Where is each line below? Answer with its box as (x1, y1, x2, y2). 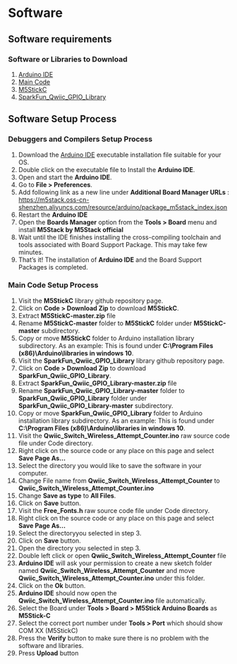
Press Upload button (18, 648, 79, 657)
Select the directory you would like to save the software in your (18, 461, 202, 470)
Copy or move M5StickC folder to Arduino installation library (18, 334, 195, 342)
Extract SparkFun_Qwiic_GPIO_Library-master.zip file (18, 379, 177, 387)
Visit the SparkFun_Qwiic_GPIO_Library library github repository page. (18, 356, 225, 365)
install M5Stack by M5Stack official (18, 225, 124, 234)
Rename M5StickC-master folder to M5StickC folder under (18, 319, 193, 327)
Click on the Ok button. (18, 581, 86, 590)
